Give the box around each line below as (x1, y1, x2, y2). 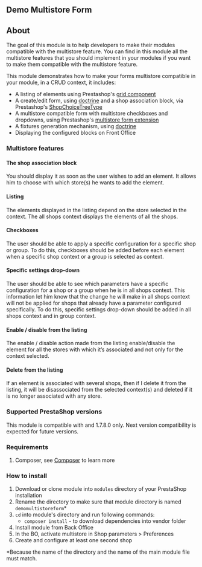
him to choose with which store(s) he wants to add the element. (6, 179, 165, 186)
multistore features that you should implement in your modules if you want (6, 54, 191, 62)
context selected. (6, 352, 49, 360)
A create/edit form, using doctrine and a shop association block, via (14, 97, 184, 105)
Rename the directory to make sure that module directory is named (14, 498, 182, 505)
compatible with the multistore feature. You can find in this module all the (6, 48, 188, 55)
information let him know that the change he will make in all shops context (6, 293, 190, 300)
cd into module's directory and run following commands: (14, 511, 155, 519)
